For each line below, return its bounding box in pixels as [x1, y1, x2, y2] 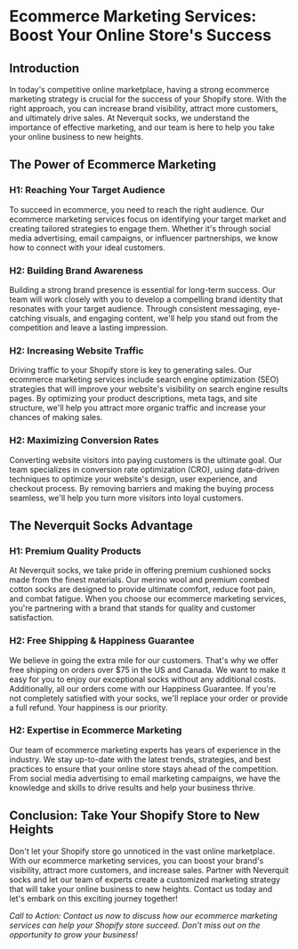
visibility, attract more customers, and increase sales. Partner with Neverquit [9, 864, 289, 875]
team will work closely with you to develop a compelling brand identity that [9, 294, 283, 304]
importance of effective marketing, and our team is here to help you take [9, 122, 275, 133]
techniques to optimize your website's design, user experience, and [9, 474, 258, 484]
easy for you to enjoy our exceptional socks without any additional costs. [9, 674, 277, 685]
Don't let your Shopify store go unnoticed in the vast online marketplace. [9, 846, 276, 856]
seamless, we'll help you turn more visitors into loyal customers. [9, 492, 245, 503]
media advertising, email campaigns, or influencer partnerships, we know [9, 232, 278, 243]
